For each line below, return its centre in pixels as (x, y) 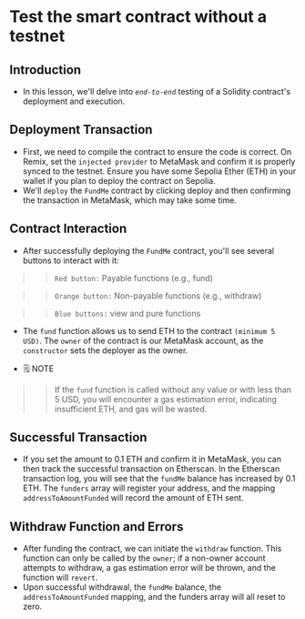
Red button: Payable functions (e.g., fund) (134, 278)
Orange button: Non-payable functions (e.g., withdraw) (158, 295)
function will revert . (60, 578)
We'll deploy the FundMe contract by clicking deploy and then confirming (157, 190)
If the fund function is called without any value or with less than (173, 390)
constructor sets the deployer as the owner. (105, 350)
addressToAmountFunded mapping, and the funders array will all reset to (154, 597)
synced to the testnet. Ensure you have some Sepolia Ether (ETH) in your (159, 171)
